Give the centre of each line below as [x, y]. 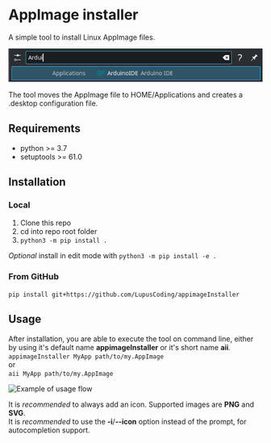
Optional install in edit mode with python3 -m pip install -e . [113, 255]
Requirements [44, 129]
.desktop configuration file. [53, 103]
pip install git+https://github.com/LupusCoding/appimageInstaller [124, 295]
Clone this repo [45, 223]
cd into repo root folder [58, 231]
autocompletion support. [49, 430]
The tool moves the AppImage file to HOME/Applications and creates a [126, 95]
